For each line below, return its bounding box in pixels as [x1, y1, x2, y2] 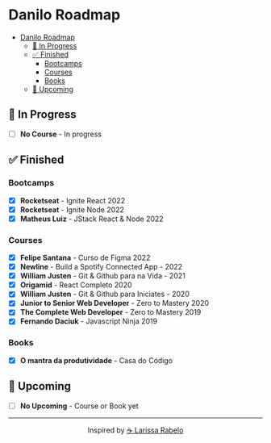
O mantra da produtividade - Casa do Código [19, 355, 173, 365]
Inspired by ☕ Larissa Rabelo [87, 425, 184, 435]
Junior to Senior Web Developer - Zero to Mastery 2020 [19, 299, 210, 308]
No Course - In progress [19, 129, 102, 139]
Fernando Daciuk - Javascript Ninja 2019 [19, 316, 158, 326]
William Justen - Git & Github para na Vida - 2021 [19, 271, 186, 281]
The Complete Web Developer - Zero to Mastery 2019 [19, 307, 202, 317]
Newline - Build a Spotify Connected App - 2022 [19, 262, 183, 272]
